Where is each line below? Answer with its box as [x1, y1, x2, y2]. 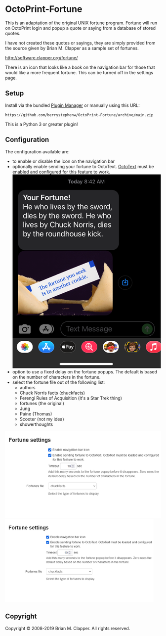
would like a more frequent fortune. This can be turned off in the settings [5, 69, 153, 75]
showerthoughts [19, 421, 53, 427]
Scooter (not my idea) [19, 416, 64, 422]
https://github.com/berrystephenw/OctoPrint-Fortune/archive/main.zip [5, 112, 154, 117]
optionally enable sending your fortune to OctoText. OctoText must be [12, 163, 154, 169]
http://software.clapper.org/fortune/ [5, 54, 78, 60]
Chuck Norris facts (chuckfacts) [19, 390, 85, 396]
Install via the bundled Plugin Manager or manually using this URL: [5, 102, 140, 108]
